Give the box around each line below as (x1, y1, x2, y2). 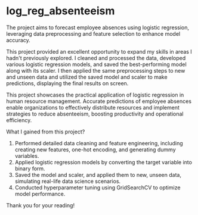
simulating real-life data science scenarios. (14, 177, 121, 185)
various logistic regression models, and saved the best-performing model (6, 61, 187, 68)
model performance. (14, 190, 66, 197)
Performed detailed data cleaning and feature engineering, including (14, 139, 183, 147)
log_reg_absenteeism (6, 4, 115, 18)
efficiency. (6, 116, 32, 123)
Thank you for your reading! (6, 201, 75, 209)
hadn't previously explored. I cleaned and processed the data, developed (6, 54, 186, 61)
